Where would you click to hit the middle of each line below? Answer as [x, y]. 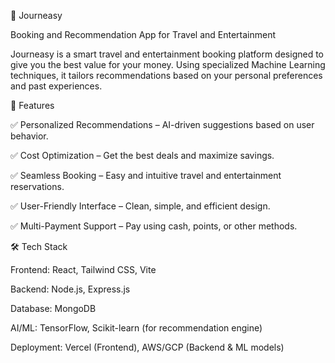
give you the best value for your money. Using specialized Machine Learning [168, 64]
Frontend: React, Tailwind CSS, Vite [83, 269]
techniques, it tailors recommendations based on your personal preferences [166, 75]
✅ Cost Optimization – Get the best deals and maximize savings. [142, 155]
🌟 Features [32, 105]
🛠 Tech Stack [39, 246]
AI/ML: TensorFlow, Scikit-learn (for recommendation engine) [136, 328]
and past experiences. [56, 86]
